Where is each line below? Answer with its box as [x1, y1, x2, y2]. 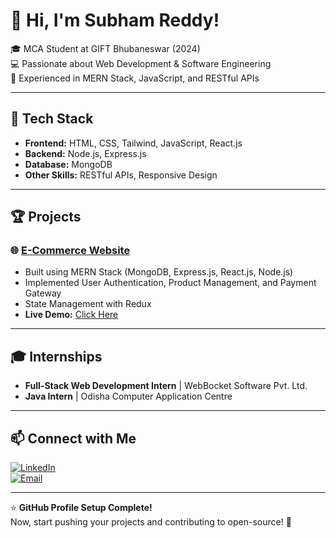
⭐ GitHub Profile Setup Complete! [10, 502, 153, 514]
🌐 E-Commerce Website [10, 244, 131, 258]
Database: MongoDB [24, 158, 113, 170]
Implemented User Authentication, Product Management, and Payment [24, 277, 317, 289]
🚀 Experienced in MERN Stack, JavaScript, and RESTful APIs [10, 72, 260, 84]
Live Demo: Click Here [24, 309, 119, 321]
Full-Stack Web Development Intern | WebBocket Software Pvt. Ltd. [24, 380, 308, 392]
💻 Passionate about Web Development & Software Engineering [10, 57, 272, 69]
